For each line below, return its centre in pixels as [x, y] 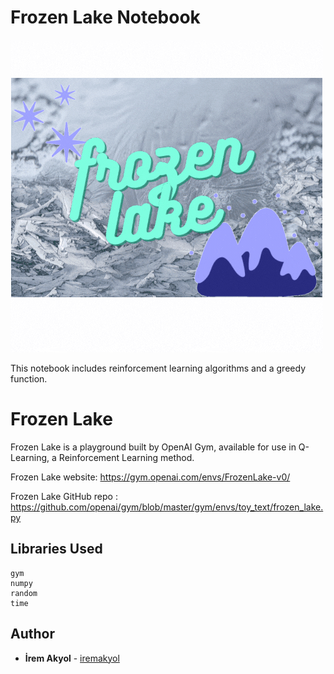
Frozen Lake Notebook [105, 17]
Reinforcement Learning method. [126, 457]
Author [32, 634]
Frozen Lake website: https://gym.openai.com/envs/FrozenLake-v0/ [150, 477]
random [24, 593]
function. [29, 378]
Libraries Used [56, 549]
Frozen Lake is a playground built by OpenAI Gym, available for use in [153, 447]
